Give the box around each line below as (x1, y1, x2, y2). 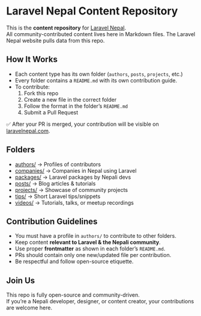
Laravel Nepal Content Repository (6, 4, 178, 18)
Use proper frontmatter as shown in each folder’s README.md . (14, 245, 166, 252)
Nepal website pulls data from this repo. (6, 37, 105, 44)
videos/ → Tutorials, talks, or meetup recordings (14, 199, 134, 206)
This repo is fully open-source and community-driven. (6, 291, 140, 299)
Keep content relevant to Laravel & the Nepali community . (14, 239, 161, 246)
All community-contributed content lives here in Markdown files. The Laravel (6, 30, 196, 37)
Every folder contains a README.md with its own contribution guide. (14, 76, 178, 84)
